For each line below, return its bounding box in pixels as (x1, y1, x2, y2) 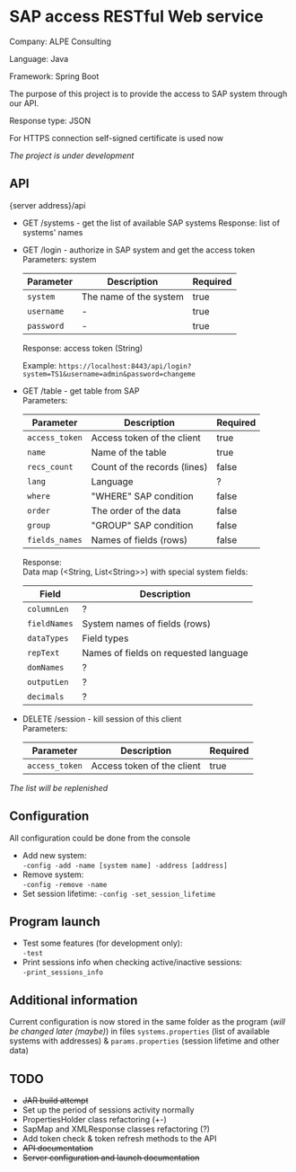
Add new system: (22, 849, 87, 860)
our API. (9, 97, 39, 109)
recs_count (26, 461, 74, 472)
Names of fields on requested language (82, 646, 248, 659)
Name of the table (91, 446, 168, 458)
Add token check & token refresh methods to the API (22, 1133, 217, 1143)
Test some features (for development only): (22, 937, 183, 949)
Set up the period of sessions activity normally (22, 1105, 195, 1115)
